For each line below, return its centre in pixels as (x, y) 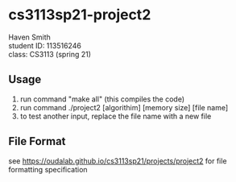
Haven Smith (29, 37)
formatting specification (48, 169)
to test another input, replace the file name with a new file (116, 116)
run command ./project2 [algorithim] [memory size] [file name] (124, 107)
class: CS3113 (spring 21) (50, 54)
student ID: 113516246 (45, 45)
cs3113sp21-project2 (80, 15)
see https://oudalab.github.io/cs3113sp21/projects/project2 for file (118, 161)
